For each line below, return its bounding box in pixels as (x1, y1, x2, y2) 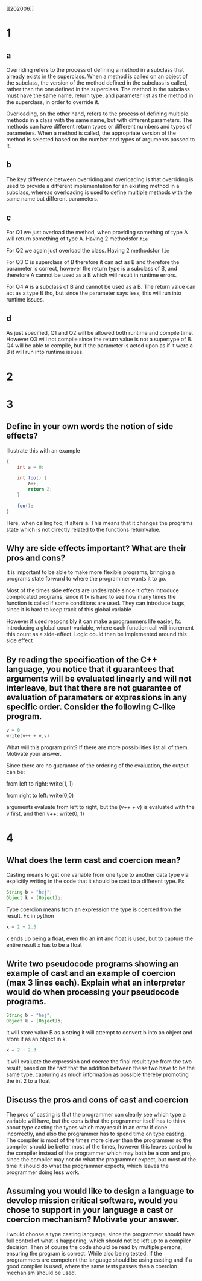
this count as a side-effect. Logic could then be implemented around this (6, 631, 187, 638)
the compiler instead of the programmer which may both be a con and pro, (6, 1149, 192, 1157)
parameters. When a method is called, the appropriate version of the (6, 129, 177, 137)
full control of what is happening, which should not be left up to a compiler (6, 1237, 191, 1244)
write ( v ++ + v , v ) (6, 733, 50, 739)
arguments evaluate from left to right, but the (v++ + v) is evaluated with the (6, 804, 195, 810)
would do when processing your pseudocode (6, 987, 180, 998)
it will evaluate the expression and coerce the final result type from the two (6, 1058, 192, 1065)
